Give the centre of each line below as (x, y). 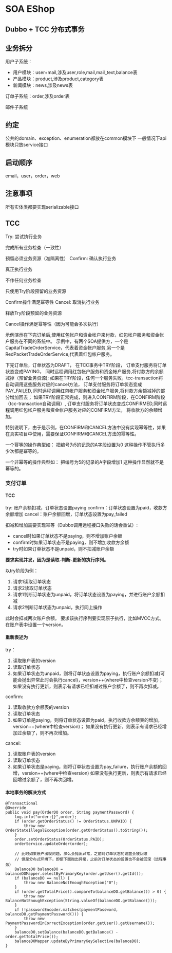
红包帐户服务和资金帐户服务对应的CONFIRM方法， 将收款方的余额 (88, 410)
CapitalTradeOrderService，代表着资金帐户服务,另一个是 (65, 347)
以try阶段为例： (22, 571)
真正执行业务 (19, 269)
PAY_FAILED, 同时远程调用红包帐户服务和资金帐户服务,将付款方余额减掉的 (83, 391)
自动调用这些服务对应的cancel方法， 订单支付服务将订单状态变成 (74, 384)
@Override (16, 808)
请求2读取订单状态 (32, 588)
